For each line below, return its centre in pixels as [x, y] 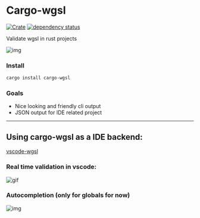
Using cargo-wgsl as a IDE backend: [74, 137]
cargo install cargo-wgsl [38, 78]
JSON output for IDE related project [58, 113]
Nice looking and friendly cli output [58, 106]
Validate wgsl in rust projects [42, 38]
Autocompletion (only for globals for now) [68, 195]
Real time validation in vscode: [51, 167]
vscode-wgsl [22, 151]
